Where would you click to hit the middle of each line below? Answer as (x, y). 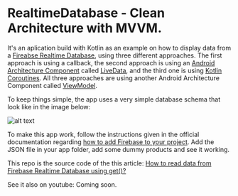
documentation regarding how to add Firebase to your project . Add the (111, 142)
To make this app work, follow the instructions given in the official (103, 134)
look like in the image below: (49, 107)
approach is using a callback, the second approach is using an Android (111, 62)
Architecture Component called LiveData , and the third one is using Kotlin (115, 70)
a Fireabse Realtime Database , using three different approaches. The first (115, 55)
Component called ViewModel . (53, 85)
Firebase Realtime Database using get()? (67, 170)
